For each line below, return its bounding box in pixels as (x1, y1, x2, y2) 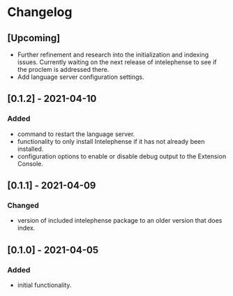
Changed (7, 200, 40, 210)
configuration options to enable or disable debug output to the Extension (17, 151, 227, 161)
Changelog (7, 4, 73, 20)
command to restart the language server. (17, 130, 135, 138)
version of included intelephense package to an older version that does (17, 216, 223, 225)
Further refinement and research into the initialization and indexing (17, 50, 209, 59)
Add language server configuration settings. (17, 73, 144, 81)
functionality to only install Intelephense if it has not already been (17, 137, 205, 145)
